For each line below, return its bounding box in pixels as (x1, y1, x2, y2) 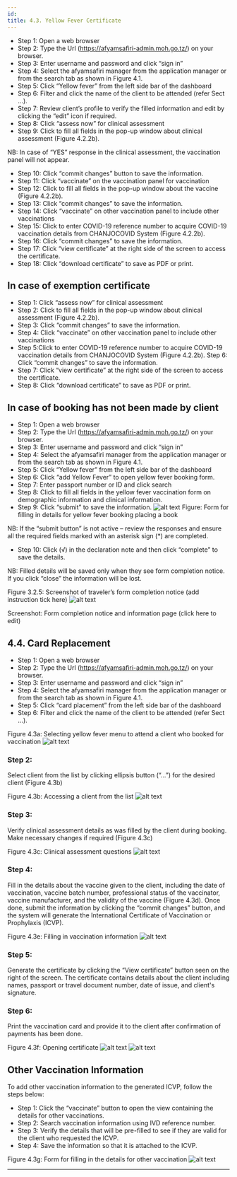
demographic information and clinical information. (17, 496, 163, 504)
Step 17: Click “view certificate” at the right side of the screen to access (17, 244, 226, 253)
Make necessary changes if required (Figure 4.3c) (7, 833, 153, 842)
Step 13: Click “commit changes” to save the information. (17, 199, 183, 207)
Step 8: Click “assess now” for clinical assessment (17, 119, 164, 127)
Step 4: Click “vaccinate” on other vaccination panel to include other (17, 328, 217, 337)
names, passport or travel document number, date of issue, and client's (7, 981, 215, 990)
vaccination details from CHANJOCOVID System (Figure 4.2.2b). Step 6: (17, 351, 228, 359)
